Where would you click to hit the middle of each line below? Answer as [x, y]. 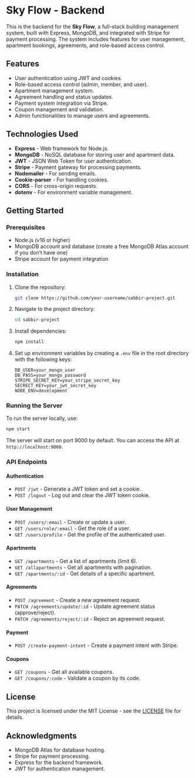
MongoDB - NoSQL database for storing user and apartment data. [95, 154]
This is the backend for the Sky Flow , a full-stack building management [93, 27]
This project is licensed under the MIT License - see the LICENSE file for [93, 711]
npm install [29, 342]
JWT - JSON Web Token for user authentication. [73, 161]
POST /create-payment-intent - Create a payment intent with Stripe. [96, 645]
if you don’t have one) [41, 253]
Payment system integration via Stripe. [61, 103]
